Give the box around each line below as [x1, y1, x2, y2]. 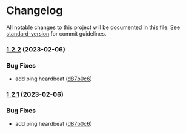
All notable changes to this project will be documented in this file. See [6, 24, 181, 31]
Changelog [6, 4, 63, 18]
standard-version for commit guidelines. [6, 30, 107, 37]
